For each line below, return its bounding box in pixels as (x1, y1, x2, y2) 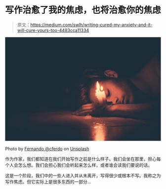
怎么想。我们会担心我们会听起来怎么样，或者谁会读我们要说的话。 (18, 162, 152, 168)
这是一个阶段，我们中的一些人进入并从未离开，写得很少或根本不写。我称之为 (5, 172, 161, 178)
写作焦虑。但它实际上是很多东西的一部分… (5, 179, 91, 185)
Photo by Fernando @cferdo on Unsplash (5, 146, 89, 151)
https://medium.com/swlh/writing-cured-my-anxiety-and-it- (30, 22, 153, 28)
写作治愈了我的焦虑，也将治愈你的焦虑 (5, 4, 162, 16)
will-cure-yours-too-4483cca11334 (17, 27, 89, 33)
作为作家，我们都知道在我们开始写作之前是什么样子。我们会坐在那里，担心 (5, 156, 157, 162)
